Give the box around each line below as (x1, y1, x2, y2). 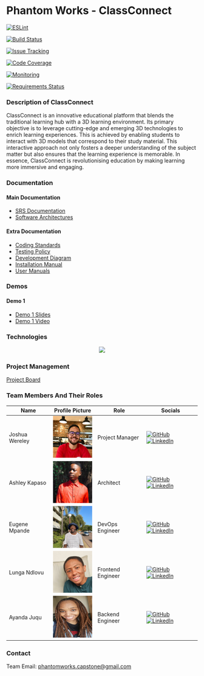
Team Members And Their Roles (6, 391, 103, 400)
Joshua (8, 430, 28, 438)
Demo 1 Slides (15, 311, 51, 318)
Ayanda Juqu (8, 614, 42, 621)
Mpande (8, 527, 30, 534)
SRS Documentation (15, 207, 66, 215)
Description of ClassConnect (6, 98, 93, 106)
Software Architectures (15, 214, 73, 221)
